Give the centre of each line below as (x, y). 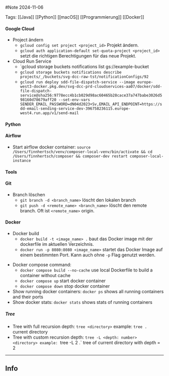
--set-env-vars (74, 100)
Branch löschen (29, 194)
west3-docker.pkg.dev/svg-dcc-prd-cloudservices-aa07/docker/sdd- (91, 87)
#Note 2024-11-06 (24, 7)
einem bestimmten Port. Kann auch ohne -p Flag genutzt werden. (88, 255)
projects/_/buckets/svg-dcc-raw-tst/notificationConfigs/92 (84, 77)
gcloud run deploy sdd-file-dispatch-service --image (77, 82)
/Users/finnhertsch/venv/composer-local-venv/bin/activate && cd (82, 152)
